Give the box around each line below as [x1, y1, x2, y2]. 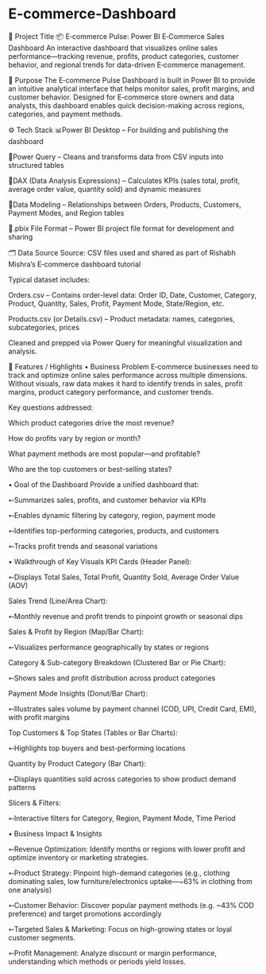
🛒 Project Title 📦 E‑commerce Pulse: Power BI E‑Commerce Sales [8, 31, 225, 41]
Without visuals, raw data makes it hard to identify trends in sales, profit [8, 379, 243, 388]
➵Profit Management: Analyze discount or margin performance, [8, 948, 217, 957]
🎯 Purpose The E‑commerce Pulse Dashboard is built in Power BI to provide [8, 75, 256, 84]
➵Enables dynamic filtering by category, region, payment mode [8, 510, 216, 520]
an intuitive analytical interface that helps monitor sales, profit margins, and [8, 84, 255, 93]
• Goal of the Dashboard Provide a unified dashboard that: [8, 479, 199, 489]
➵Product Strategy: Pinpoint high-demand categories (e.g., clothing [8, 868, 230, 878]
